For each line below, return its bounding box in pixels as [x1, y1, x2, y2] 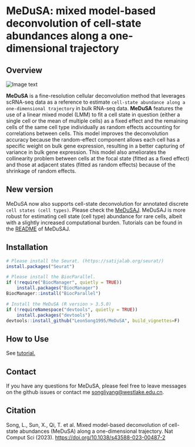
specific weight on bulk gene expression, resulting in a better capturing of [6, 143, 185, 149]
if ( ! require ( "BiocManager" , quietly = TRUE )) [6, 280, 122, 285]
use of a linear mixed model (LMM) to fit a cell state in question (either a [6, 111, 180, 118]
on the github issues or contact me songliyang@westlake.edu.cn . [6, 389, 164, 396]
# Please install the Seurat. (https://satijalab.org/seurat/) [6, 258, 164, 264]
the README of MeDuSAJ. [6, 225, 70, 232]
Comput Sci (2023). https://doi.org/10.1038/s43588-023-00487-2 [6, 433, 166, 441]
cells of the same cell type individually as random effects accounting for [6, 124, 181, 130]
